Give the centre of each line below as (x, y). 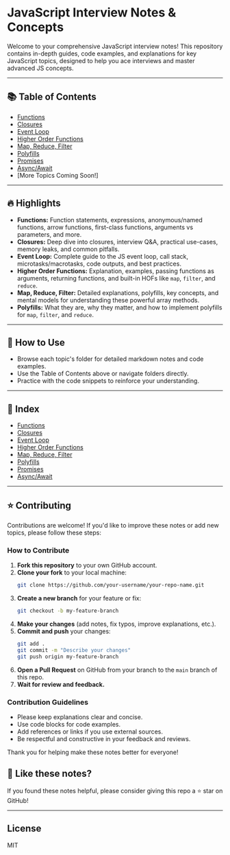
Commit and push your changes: (64, 631)
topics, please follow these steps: (54, 532)
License (24, 829)
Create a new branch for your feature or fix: (79, 598)
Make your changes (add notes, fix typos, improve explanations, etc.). (116, 624)
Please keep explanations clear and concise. (80, 717)
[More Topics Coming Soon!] (57, 175)
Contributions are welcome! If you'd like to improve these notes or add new (113, 525)
